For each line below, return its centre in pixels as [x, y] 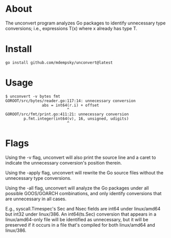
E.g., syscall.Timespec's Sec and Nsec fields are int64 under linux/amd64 [83, 208]
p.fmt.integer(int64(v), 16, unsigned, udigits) [76, 118]
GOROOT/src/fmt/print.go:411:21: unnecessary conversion [67, 114]
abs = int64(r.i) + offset [70, 105]
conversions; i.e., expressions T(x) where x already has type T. [71, 28]
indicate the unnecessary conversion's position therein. [64, 163]
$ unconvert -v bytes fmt [33, 96]
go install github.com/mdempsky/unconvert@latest [59, 62]
